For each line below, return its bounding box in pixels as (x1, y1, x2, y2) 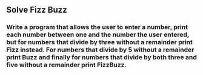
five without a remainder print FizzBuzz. (6, 60, 127, 69)
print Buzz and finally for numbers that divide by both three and (6, 53, 197, 62)
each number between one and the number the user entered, (6, 30, 190, 39)
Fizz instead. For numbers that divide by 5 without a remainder (6, 45, 195, 54)
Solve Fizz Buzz (6, 5, 68, 15)
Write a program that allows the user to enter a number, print (6, 23, 188, 31)
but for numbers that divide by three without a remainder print (6, 38, 193, 47)
